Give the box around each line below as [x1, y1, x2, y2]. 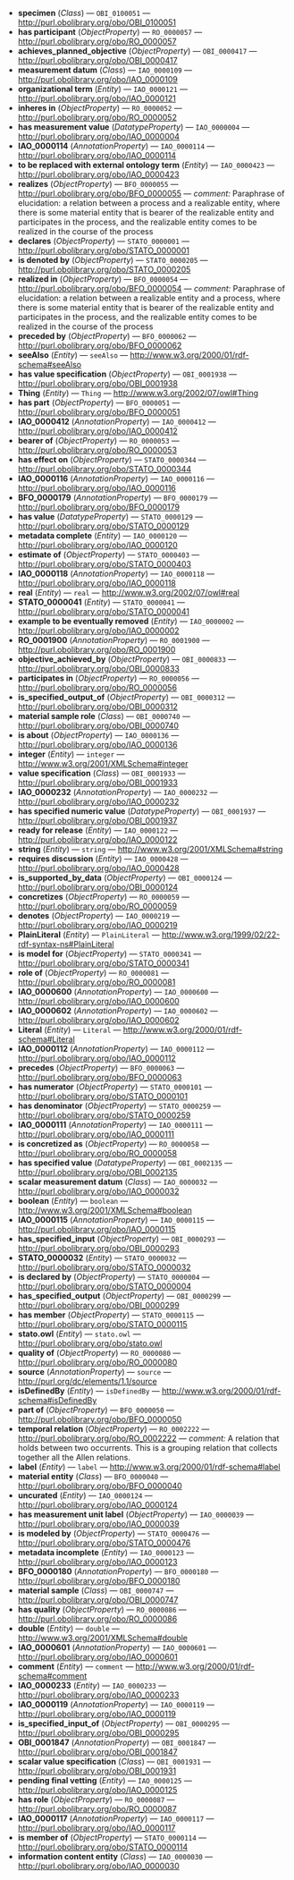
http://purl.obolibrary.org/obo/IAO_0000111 [17, 1129, 175, 1139]
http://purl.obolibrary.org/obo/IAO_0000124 [17, 1500, 179, 1510]
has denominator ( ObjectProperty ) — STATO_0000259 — [17, 1100, 222, 1111]
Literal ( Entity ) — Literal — [17, 1024, 122, 1035]
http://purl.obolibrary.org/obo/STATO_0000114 [17, 1842, 189, 1852]
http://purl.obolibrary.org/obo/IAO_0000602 [17, 1015, 181, 1025]
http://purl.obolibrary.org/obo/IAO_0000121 [17, 93, 176, 104]
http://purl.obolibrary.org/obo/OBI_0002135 [17, 1167, 178, 1177]
